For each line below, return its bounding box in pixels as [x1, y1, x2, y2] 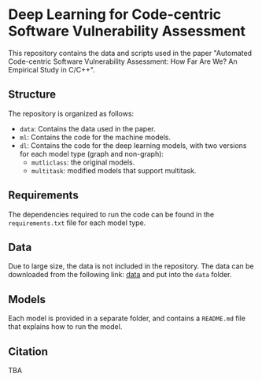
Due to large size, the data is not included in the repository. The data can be [8, 261, 254, 271]
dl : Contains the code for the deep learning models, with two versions [19, 140, 247, 150]
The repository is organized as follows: [8, 109, 135, 118]
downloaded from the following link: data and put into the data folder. [8, 270, 232, 279]
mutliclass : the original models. [31, 157, 135, 167]
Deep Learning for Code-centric [8, 6, 222, 24]
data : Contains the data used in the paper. [19, 124, 156, 133]
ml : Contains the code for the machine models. [19, 132, 172, 142]
